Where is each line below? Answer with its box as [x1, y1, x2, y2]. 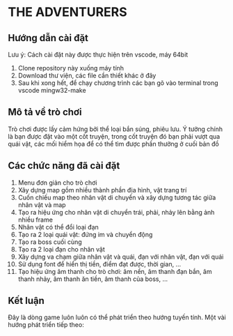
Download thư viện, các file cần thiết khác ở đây [17, 71, 156, 79]
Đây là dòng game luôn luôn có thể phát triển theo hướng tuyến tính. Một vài [8, 313, 227, 321]
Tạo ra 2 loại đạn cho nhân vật [17, 245, 105, 253]
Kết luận [8, 295, 45, 307]
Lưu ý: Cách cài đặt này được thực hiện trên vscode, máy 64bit [8, 50, 188, 59]
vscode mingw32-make [17, 86, 86, 94]
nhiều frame [17, 215, 53, 224]
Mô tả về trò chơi [8, 106, 82, 119]
